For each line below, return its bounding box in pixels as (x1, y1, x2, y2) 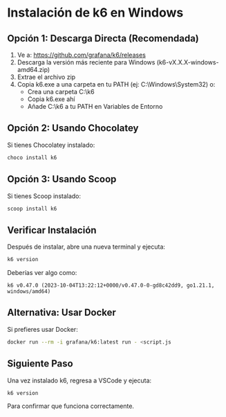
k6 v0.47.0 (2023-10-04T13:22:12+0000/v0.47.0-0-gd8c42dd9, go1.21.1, (7, 282, 215, 289)
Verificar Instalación (7, 224, 97, 236)
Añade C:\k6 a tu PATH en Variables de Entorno (27, 103, 163, 110)
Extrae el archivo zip (17, 73, 76, 81)
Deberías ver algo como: (7, 269, 77, 277)
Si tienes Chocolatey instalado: (7, 141, 95, 149)
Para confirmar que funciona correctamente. (7, 402, 135, 410)
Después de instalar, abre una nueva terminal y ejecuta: (7, 242, 166, 251)
